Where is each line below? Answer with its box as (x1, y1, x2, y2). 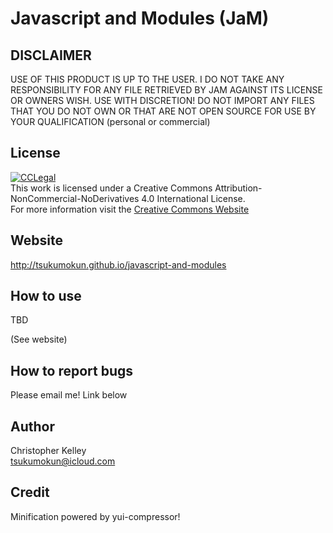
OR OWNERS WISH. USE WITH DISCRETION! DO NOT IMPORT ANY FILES (10, 95, 315, 106)
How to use (10, 288, 82, 305)
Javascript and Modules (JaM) (10, 7, 270, 30)
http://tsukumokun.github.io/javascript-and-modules (10, 258, 227, 271)
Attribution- (214, 182, 263, 194)
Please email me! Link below (10, 389, 128, 401)
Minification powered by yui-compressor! (10, 510, 181, 522)
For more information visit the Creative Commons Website (10, 203, 250, 215)
